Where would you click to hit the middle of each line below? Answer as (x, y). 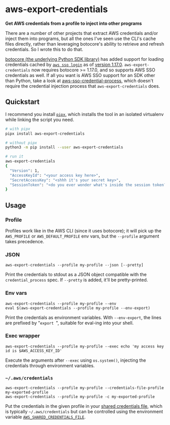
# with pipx (18, 129)
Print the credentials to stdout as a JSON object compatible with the (76, 275)
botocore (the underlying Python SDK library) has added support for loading (84, 59)
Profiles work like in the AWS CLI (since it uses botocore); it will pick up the (83, 230)
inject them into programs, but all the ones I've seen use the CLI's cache (80, 38)
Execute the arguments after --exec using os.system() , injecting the (76, 360)
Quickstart (23, 102)
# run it (14, 157)
